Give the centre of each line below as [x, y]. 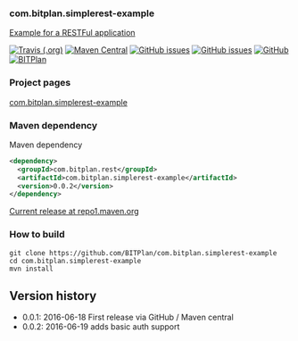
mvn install [31, 269]
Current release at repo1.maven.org [74, 212]
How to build [37, 235]
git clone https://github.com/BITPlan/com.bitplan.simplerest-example [143, 253]
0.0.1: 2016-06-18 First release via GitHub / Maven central [128, 317]
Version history [53, 296]
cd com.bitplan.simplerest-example [75, 261]
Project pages [40, 83]
